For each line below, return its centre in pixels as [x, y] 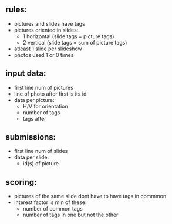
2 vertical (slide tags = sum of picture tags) [75, 42]
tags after [34, 118]
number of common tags [53, 209]
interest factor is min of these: [50, 202]
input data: [26, 74]
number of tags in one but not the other [70, 215]
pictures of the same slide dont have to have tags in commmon [90, 196]
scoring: [21, 182]
